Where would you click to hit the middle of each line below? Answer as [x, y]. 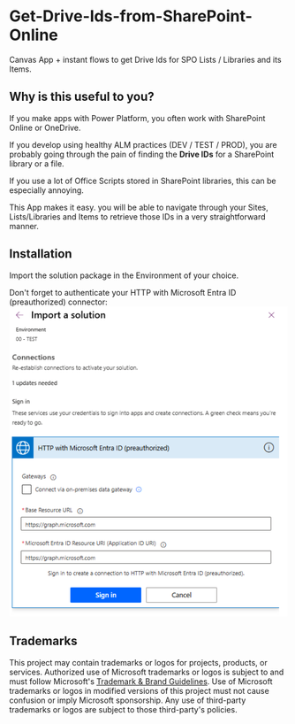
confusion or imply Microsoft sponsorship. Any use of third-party [128, 700]
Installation [41, 254]
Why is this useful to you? [82, 97]
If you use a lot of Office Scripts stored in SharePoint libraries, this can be [143, 181]
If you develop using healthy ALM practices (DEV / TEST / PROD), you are [143, 144]
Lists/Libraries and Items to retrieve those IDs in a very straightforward [138, 216]
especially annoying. [46, 190]
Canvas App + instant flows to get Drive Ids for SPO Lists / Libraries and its [145, 59]
